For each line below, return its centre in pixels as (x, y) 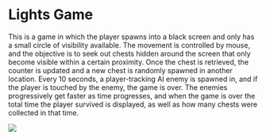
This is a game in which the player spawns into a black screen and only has (131, 37)
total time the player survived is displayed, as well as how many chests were (133, 104)
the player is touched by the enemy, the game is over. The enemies (118, 87)
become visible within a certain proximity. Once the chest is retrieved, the (128, 62)
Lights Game (51, 15)
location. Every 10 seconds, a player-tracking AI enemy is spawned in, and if (133, 79)
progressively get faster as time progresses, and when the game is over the (132, 95)
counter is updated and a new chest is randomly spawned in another (120, 70)
